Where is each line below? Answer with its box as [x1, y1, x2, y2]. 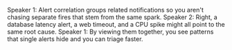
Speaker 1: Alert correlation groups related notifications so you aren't [7, 6, 204, 14]
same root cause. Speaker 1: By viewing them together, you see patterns [7, 27, 214, 36]
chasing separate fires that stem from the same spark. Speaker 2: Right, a [7, 13, 218, 21]
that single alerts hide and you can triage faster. [7, 35, 143, 43]
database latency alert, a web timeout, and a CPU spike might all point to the [7, 21, 225, 28]
